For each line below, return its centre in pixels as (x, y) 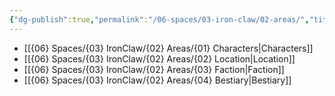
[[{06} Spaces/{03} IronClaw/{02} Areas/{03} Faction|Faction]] (154, 69)
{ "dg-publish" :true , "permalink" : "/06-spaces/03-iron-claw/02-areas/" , (159, 19)
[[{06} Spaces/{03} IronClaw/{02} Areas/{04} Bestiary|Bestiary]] (157, 80)
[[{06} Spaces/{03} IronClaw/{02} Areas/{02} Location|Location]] (159, 58)
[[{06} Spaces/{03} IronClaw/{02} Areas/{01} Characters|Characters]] (168, 48)
